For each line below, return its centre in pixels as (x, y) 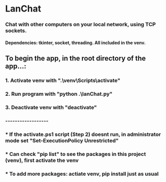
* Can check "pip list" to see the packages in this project (76, 154)
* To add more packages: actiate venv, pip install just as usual (82, 173)
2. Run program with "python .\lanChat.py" (59, 94)
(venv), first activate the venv (42, 160)
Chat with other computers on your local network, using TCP (80, 25)
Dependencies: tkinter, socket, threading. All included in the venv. (75, 43)
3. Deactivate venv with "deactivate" (51, 107)
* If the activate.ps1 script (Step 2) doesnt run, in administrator (83, 134)
